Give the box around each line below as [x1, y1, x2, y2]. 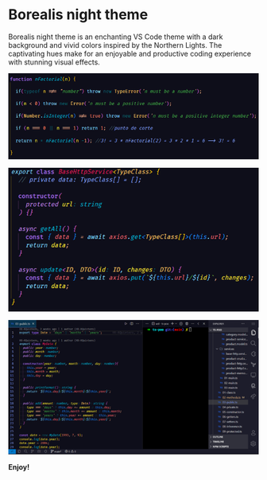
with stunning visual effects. [8, 57, 101, 67]
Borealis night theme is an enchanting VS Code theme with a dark [8, 32, 223, 41]
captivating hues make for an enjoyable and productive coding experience [8, 49, 252, 58]
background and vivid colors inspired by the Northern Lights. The [8, 40, 222, 49]
